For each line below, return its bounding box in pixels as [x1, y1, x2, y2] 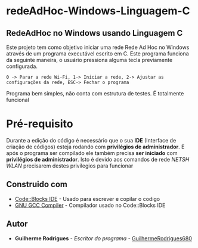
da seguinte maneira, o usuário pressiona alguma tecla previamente [6, 57, 173, 63]
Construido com [6, 179, 67, 190]
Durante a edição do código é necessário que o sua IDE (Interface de [6, 137, 177, 144]
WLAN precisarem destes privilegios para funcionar [6, 162, 134, 169]
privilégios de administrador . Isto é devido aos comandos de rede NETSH [6, 156, 190, 163]
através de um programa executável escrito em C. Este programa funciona [6, 50, 189, 57]
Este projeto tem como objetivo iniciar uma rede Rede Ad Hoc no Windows [6, 44, 190, 51]
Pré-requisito [6, 117, 73, 131]
